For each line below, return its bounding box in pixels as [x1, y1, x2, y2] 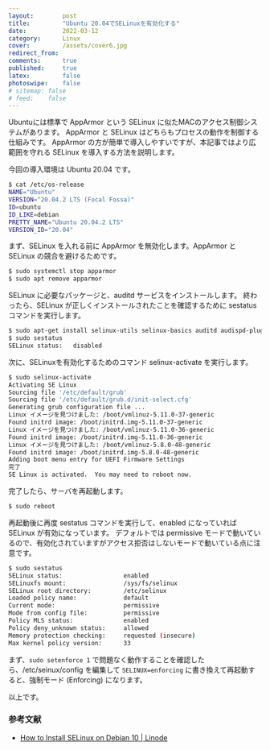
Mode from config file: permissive [8, 609, 160, 617]
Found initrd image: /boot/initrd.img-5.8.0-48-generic [8, 448, 199, 456]
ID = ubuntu [8, 203, 42, 211]
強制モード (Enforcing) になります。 [29, 674, 147, 685]
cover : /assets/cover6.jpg [8, 42, 128, 50]
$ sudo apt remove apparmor [8, 275, 103, 283]
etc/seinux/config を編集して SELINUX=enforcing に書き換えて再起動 [25, 665, 249, 674]
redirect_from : [8, 49, 59, 57]
